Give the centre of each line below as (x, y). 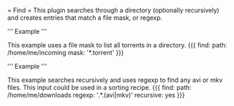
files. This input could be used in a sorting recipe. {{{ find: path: (99, 87)
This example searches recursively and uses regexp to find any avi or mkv (115, 80)
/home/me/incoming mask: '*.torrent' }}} (66, 53)
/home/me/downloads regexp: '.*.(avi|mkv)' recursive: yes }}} (96, 95)
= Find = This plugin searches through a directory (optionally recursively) (113, 10)
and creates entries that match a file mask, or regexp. (85, 18)
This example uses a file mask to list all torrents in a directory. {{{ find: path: (117, 45)
